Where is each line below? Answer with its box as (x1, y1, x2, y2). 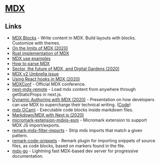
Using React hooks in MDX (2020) (12, 76, 80, 82)
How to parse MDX (12, 61, 50, 66)
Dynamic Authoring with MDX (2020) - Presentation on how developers (12, 97, 155, 102)
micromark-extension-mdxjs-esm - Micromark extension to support (12, 117, 147, 123)
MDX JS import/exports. (12, 122, 60, 128)
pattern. (12, 133, 28, 138)
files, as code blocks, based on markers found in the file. (12, 143, 125, 148)
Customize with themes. (12, 40, 60, 46)
